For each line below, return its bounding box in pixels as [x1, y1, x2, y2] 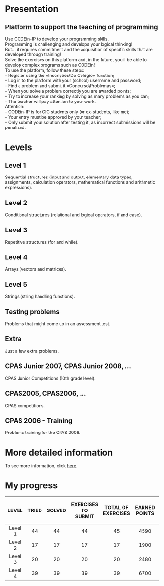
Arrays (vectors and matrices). [5, 266, 67, 272]
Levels [5, 142, 33, 153]
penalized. [5, 125, 26, 130]
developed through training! [5, 51, 61, 57]
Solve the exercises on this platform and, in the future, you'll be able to [5, 57, 147, 62]
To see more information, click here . [5, 463, 78, 469]
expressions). [5, 185, 33, 190]
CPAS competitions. [5, 402, 45, 408]
